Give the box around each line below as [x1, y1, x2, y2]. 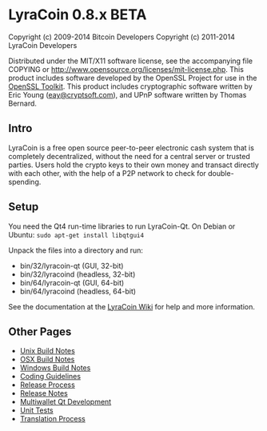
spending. [8, 177, 42, 186]
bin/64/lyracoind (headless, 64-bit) [19, 286, 137, 296]
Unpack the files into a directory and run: [8, 245, 144, 255]
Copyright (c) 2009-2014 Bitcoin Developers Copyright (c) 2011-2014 [8, 32, 236, 42]
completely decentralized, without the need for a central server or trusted [8, 151, 250, 161]
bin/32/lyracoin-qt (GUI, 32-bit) [19, 261, 124, 270]
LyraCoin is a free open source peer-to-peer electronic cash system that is [8, 142, 254, 153]
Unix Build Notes [19, 346, 76, 356]
